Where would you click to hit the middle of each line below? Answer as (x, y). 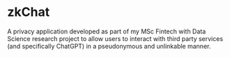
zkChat (29, 12)
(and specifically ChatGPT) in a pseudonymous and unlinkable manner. (109, 46)
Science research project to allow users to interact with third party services (115, 38)
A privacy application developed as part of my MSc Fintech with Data (107, 31)
